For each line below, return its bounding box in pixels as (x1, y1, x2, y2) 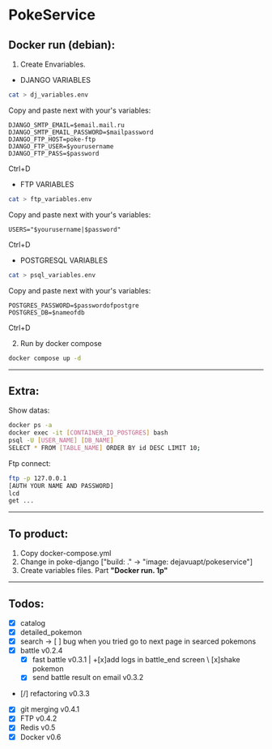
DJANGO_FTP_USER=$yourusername (8, 142, 114, 151)
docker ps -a (8, 422, 53, 430)
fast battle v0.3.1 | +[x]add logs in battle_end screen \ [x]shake (32, 655, 240, 665)
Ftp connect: (8, 458, 51, 468)
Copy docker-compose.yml (19, 549, 112, 559)
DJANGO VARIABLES (19, 75, 91, 84)
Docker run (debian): (8, 38, 116, 52)
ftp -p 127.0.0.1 (8, 474, 67, 482)
